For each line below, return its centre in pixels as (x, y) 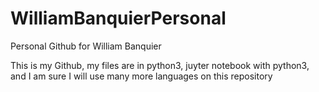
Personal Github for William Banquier (86, 46)
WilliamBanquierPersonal (118, 18)
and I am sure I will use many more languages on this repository (141, 76)
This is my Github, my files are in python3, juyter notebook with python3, (160, 65)
